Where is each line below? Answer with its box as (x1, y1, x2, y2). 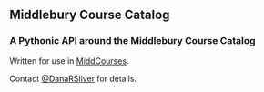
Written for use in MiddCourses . (9, 55, 129, 66)
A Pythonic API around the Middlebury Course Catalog (9, 35, 256, 47)
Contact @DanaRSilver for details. (9, 73, 137, 84)
